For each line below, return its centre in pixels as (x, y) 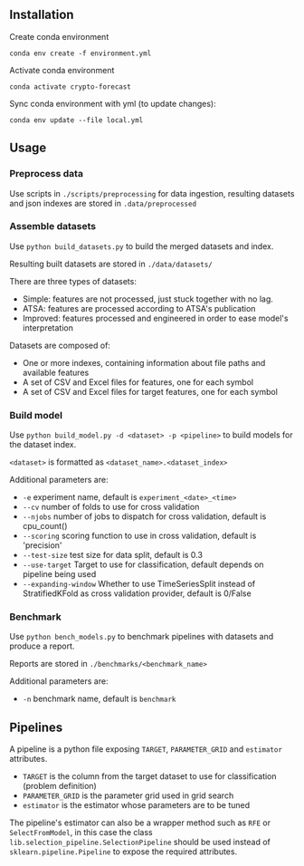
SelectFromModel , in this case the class (81, 832)
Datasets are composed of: (60, 345)
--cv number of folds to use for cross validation (111, 507)
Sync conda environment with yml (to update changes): (113, 103)
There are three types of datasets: (73, 281)
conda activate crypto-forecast (70, 87)
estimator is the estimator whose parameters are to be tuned (136, 805)
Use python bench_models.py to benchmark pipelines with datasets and (142, 637)
